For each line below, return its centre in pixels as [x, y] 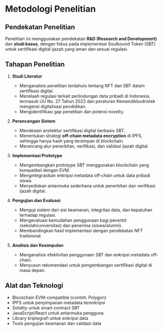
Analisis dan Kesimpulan [38, 245]
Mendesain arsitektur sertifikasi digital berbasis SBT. [72, 130]
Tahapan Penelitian [35, 64]
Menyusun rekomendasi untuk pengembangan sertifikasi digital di [86, 265]
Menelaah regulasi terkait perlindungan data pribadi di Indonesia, [85, 96]
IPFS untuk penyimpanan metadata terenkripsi [59, 302]
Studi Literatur [27, 76]
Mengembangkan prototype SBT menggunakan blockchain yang [84, 165]
